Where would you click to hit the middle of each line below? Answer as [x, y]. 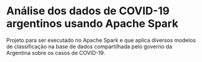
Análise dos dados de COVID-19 [88, 11]
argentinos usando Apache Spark [92, 24]
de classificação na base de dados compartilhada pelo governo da [89, 46]
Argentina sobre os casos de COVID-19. [56, 52]
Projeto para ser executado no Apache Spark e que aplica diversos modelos [101, 40]
